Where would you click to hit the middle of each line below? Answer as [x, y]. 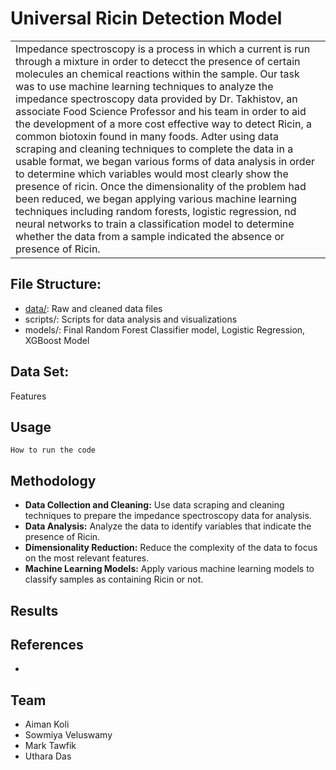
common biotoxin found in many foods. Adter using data [147, 136]
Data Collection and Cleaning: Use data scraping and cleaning [154, 505]
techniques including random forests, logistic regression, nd [156, 211]
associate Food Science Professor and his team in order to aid [161, 111]
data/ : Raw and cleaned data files [93, 308]
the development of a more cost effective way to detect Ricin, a [164, 124]
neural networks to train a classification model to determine [155, 224]
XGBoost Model [57, 340]
